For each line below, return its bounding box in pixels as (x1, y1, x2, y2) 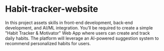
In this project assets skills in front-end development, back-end (5, 20, 133, 25)
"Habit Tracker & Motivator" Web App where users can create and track (5, 30, 150, 36)
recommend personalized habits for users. (5, 40, 91, 46)
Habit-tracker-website (5, 3, 98, 15)
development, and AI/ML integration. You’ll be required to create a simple (5, 25, 153, 30)
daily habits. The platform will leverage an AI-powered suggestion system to (5, 35, 159, 41)
